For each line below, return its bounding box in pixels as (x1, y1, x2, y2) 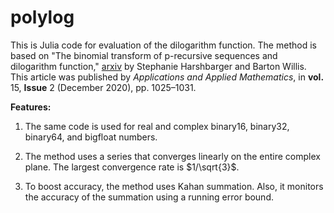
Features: (10, 101, 52, 113)
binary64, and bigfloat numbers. (24, 131, 158, 143)
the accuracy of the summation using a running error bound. (24, 191, 274, 203)
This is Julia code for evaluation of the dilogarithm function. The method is (10, 39, 317, 51)
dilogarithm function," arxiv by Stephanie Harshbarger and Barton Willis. (10, 60, 307, 72)
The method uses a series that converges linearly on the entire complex (24, 150, 321, 162)
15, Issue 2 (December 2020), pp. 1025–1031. (10, 81, 197, 93)
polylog (10, 6, 75, 29)
